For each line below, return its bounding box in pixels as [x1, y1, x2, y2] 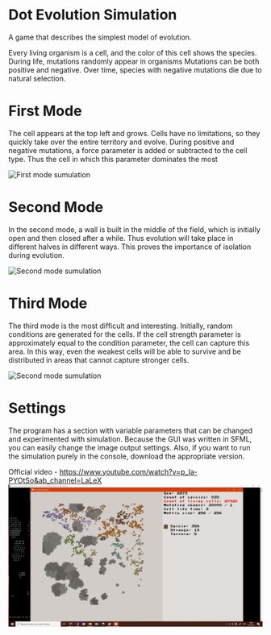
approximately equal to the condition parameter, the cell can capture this [8, 338, 250, 347]
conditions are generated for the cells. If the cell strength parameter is [8, 329, 241, 339]
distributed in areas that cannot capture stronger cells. [8, 355, 190, 364]
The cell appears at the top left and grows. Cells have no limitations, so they [8, 128, 261, 138]
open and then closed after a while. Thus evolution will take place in [8, 233, 234, 243]
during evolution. [8, 250, 65, 259]
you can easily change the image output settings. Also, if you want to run [8, 442, 252, 452]
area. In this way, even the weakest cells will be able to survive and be [8, 347, 242, 356]
